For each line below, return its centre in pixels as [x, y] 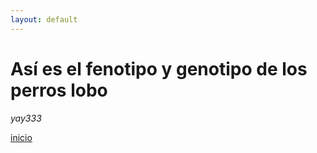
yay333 [26, 118]
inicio [21, 137]
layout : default [44, 19]
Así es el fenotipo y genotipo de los [159, 68]
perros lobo [59, 90]
